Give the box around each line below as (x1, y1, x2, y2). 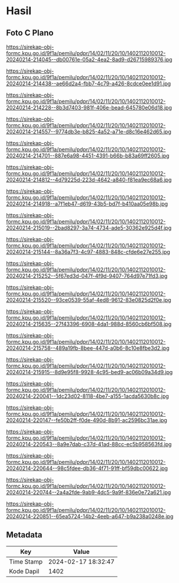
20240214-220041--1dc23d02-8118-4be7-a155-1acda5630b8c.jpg (6, 392, 170, 400)
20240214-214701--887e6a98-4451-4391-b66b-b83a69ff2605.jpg (6, 152, 170, 159)
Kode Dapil (9, 567, 40, 575)
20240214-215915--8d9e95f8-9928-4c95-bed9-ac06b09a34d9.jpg (6, 369, 173, 375)
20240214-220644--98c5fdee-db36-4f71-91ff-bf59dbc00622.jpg (6, 465, 168, 472)
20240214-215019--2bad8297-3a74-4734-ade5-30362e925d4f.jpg (6, 224, 172, 231)
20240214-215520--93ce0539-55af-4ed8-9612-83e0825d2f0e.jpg (6, 297, 171, 303)
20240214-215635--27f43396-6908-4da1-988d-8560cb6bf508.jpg (6, 321, 172, 327)
